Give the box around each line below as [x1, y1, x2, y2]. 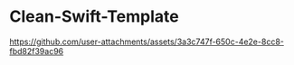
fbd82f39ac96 [9, 45, 64, 56]
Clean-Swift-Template [9, 6, 179, 27]
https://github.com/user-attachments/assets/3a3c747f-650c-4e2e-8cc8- [9, 36, 285, 47]
